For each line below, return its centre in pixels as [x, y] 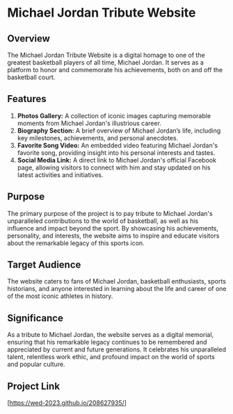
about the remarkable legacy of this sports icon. [76, 243]
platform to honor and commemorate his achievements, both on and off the [115, 70]
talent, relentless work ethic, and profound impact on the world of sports [111, 357]
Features [27, 99]
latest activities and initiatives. [60, 174]
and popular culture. [36, 364]
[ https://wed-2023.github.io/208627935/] [67, 403]
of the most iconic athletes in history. [60, 296]
